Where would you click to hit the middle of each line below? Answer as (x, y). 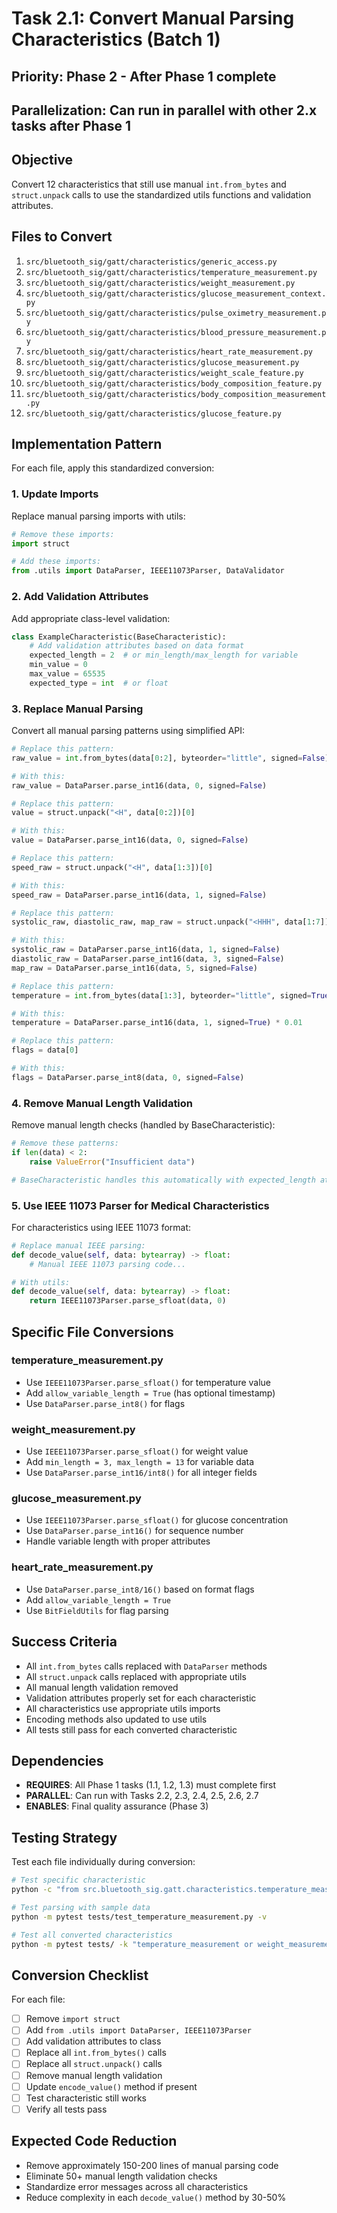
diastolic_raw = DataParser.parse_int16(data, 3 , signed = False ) (148, 959)
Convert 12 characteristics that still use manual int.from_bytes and (149, 184)
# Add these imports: (56, 562)
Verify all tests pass (66, 2109)
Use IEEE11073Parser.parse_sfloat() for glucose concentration (157, 1520)
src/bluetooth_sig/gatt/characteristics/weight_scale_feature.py (164, 373)
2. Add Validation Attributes (80, 597)
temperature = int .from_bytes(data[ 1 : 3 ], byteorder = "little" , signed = (161, 995)
